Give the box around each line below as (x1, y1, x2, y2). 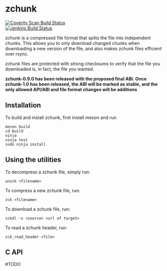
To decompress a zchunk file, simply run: (5, 169, 90, 175)
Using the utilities (5, 156, 61, 164)
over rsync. (5, 51, 29, 57)
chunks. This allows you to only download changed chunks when (5, 40, 140, 46)
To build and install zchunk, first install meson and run (5, 114, 117, 120)
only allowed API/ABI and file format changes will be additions (5, 86, 137, 92)
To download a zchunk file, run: (5, 206, 70, 212)
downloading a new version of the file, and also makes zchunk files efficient (5, 45, 162, 51)
